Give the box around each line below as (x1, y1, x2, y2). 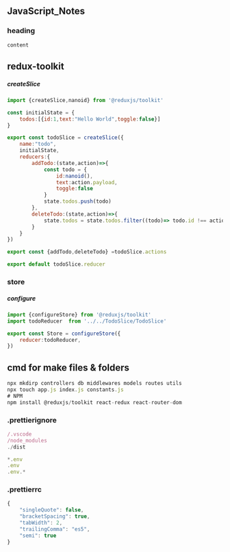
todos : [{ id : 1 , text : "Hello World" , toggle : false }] (19, 116, 161, 123)
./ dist (7, 443, 26, 451)
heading (7, 26, 36, 36)
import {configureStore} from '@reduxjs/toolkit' (7, 311, 152, 318)
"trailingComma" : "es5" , (19, 525, 90, 533)
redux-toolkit (7, 60, 64, 72)
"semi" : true (19, 532, 57, 539)
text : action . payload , (55, 179, 118, 186)
